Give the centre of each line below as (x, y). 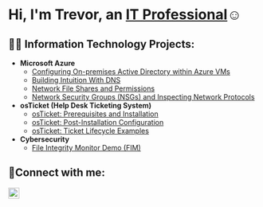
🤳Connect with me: (57, 173)
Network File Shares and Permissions (93, 88)
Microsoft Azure (47, 63)
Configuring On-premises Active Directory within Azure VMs (131, 72)
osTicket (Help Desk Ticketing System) (86, 105)
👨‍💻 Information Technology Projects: (102, 44)
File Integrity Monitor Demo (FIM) (86, 148)
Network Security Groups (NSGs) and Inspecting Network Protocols (143, 97)
